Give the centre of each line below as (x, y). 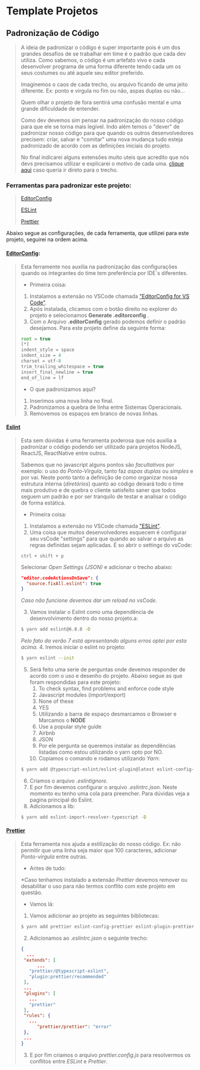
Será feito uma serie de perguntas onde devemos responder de (107, 669)
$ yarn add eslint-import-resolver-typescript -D (84, 817)
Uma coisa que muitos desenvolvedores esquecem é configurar (108, 532)
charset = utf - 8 (41, 361)
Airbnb (47, 733)
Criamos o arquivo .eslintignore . (69, 781)
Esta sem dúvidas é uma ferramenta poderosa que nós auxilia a (99, 440)
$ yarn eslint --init (47, 658)
